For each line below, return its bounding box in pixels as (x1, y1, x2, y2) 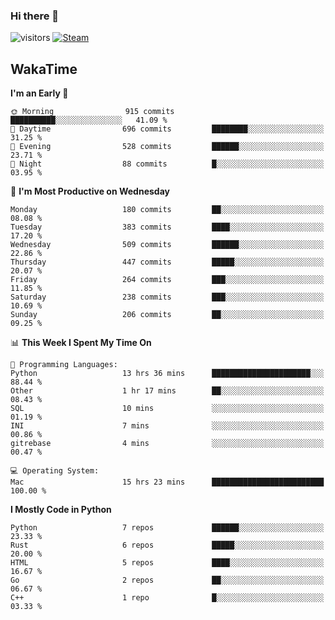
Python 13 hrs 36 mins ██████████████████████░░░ (10, 369, 325, 379)
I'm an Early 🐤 (10, 87, 69, 99)
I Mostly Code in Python (10, 504, 112, 516)
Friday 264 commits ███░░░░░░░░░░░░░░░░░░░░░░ (10, 275, 325, 285)
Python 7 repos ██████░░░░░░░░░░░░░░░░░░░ (10, 523, 325, 533)
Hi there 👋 (10, 9, 60, 23)
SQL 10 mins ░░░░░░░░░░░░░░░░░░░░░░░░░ (10, 404, 325, 414)
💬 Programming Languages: (10, 360, 118, 370)
